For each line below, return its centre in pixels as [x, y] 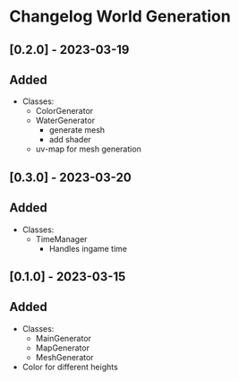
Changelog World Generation [120, 17]
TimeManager [61, 238]
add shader [70, 140]
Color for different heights [70, 367]
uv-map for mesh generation [88, 149]
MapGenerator [62, 348]
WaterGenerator [65, 121]
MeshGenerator [64, 357]
